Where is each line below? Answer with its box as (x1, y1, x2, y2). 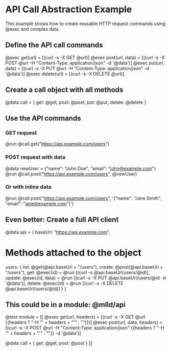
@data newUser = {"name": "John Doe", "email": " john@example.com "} (5, 165, 156, 171)
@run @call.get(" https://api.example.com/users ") (5, 141, 110, 147)
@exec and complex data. (5, 26, 60, 32)
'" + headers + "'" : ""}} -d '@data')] (5, 330, 81, 336)
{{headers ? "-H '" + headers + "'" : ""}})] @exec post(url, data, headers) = (5, 319, 163, 325)
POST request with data (5, 153, 65, 161)
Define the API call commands (5, 41, 103, 50)
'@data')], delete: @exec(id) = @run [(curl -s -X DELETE (5, 280, 124, 286)
